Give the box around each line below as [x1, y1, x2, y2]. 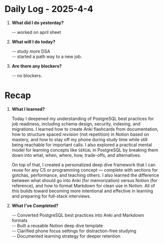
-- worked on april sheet [11, 29, 61, 35]
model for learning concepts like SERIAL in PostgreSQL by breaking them [11, 147, 158, 153]
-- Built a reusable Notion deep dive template [11, 222, 104, 228]
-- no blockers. [11, 72, 42, 78]
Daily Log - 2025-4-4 [4, 3, 94, 15]
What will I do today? [11, 38, 55, 45]
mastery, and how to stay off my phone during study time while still [11, 136, 148, 142]
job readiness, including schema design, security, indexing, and [11, 121, 141, 126]
